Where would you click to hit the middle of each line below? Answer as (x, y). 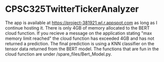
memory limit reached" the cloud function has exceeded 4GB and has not (80, 38)
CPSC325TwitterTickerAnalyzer (72, 9)
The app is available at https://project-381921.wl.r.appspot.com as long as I (81, 23)
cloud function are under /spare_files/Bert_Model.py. (59, 54)
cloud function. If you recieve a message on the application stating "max (79, 33)
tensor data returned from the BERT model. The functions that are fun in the (82, 49)
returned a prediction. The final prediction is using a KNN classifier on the (80, 43)
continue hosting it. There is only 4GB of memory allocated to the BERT (78, 28)
